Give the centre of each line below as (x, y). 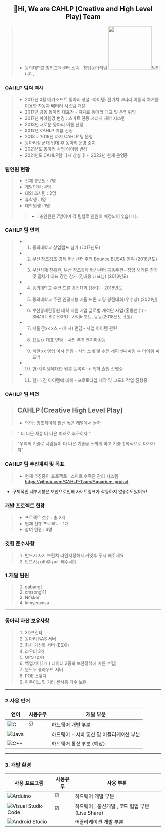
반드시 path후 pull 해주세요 (51, 562)
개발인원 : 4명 (38, 187)
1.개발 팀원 (17, 575)
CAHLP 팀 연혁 (22, 230)
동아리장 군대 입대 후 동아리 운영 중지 (60, 143)
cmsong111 (36, 592)
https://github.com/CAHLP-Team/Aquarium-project (77, 481)
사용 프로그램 (29, 783)
